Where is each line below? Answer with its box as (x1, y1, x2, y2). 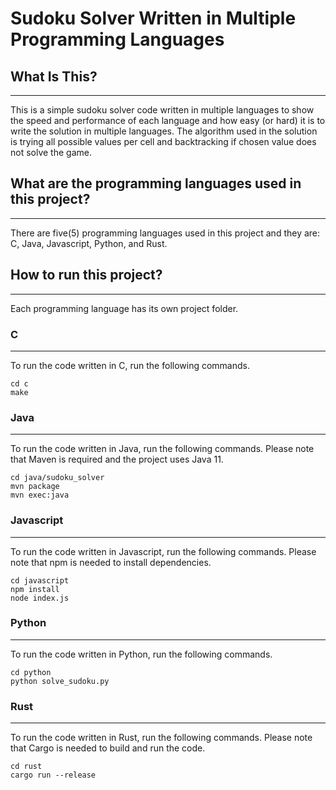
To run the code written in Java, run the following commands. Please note (10, 443, 315, 455)
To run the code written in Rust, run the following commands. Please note (10, 732, 313, 744)
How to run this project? (10, 267, 163, 284)
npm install (10, 584, 60, 594)
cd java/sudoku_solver (10, 473, 105, 483)
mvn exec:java (10, 490, 70, 501)
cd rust (10, 762, 43, 772)
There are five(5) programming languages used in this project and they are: (10, 227, 321, 239)
